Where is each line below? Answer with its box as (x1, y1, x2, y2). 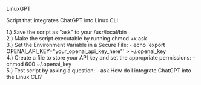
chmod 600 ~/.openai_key (6, 60, 72, 68)
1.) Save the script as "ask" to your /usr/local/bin (6, 28, 127, 36)
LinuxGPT (6, 5, 31, 12)
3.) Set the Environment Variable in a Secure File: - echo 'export (6, 42, 165, 48)
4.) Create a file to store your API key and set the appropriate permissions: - (6, 54, 196, 61)
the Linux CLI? (6, 74, 42, 80)
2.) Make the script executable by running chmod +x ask (6, 35, 147, 42)
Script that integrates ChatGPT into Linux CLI (6, 17, 119, 24)
